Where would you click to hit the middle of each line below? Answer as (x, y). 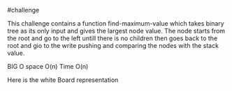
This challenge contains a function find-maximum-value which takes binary (116, 23)
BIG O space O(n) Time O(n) (48, 66)
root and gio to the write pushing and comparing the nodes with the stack (113, 45)
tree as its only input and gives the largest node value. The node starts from (116, 31)
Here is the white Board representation (63, 80)
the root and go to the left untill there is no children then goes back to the (113, 38)
